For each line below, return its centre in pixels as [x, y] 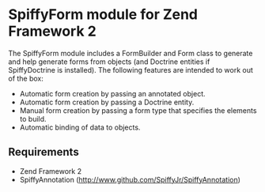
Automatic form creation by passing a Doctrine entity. [107, 102]
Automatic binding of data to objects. [80, 127]
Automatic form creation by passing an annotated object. [112, 93]
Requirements [44, 152]
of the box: [26, 78]
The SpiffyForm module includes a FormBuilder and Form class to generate [131, 53]
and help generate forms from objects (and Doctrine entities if [109, 62]
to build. [33, 119]
